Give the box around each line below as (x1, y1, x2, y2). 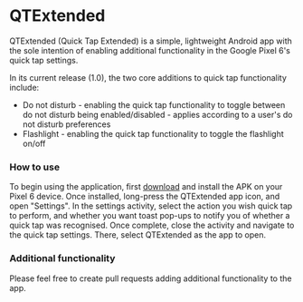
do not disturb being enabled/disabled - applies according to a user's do (22, 109, 293, 120)
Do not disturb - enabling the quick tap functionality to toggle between (22, 99, 286, 110)
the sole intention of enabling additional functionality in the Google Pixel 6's (9, 44, 291, 55)
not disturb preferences (22, 119, 111, 130)
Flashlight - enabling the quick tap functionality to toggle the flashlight (22, 128, 285, 139)
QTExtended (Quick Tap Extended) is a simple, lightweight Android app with (9, 35, 292, 46)
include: (9, 82, 40, 93)
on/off (22, 138, 46, 149)
